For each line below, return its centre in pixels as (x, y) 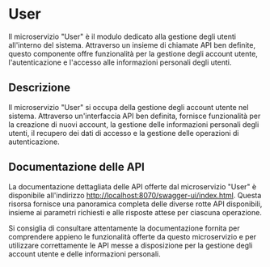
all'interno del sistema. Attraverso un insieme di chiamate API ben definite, (132, 44)
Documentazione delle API (77, 167)
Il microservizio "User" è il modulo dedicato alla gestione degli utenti (122, 36)
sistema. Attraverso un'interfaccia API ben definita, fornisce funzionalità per (135, 116)
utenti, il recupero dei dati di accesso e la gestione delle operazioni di (124, 133)
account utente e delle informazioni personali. (85, 254)
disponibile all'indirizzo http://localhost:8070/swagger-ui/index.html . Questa (135, 195)
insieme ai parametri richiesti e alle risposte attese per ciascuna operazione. (135, 212)
